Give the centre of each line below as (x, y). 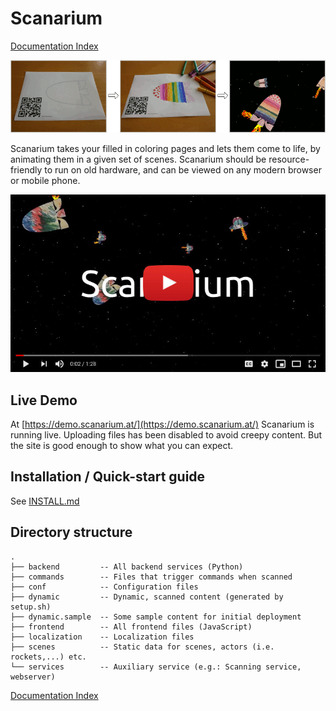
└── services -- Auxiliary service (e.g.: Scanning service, (156, 667)
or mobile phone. (45, 181)
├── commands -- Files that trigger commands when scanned (151, 577)
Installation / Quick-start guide (108, 477)
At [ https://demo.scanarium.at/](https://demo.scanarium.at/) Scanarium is (162, 424)
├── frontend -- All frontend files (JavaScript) (131, 627)
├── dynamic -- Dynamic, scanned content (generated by (147, 597)
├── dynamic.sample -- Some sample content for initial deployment (156, 617)
